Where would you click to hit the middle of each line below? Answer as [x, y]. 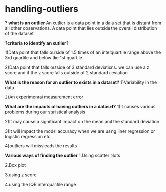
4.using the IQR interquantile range [41, 184]
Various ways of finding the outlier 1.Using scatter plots [63, 155]
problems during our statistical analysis [45, 112]
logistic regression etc [28, 136]
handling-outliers [42, 9]
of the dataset [19, 33]
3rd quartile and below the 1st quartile [44, 57]
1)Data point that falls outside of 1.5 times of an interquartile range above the [83, 52]
